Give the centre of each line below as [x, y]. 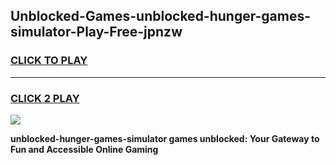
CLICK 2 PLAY [45, 98]
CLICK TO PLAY [49, 61]
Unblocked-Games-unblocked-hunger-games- [161, 16]
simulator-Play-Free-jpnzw [96, 32]
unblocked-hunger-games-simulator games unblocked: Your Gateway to [165, 138]
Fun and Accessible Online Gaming [84, 149]
